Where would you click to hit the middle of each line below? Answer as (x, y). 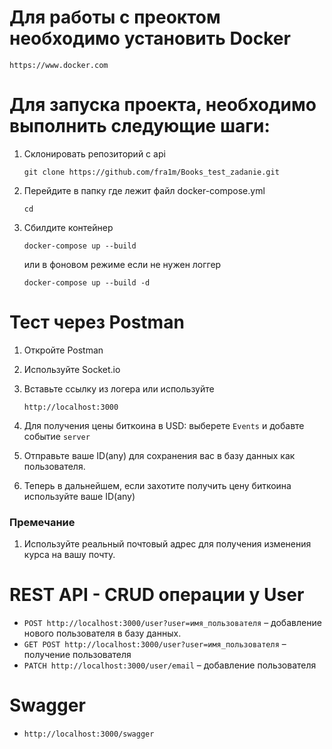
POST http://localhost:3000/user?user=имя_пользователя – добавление (172, 623)
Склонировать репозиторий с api (94, 153)
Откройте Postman (63, 350)
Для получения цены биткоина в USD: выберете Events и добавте (164, 425)
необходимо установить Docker (150, 38)
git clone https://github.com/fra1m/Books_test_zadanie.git (151, 172)
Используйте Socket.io (72, 369)
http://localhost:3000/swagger (89, 734)
